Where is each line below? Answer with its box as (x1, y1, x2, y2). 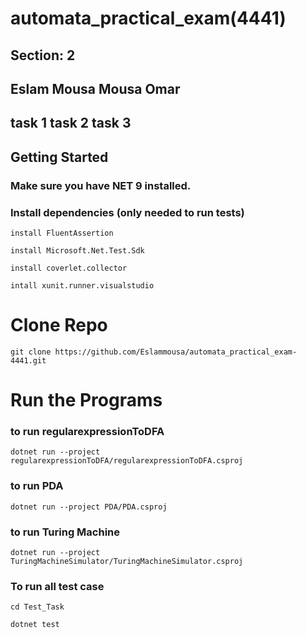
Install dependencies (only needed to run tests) (10, 205, 245, 219)
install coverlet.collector (10, 263, 128, 273)
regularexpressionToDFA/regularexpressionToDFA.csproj (10, 456, 244, 466)
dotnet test (10, 620, 60, 630)
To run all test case (10, 579, 105, 593)
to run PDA (10, 479, 64, 493)
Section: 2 (10, 47, 76, 64)
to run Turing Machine (10, 525, 121, 539)
